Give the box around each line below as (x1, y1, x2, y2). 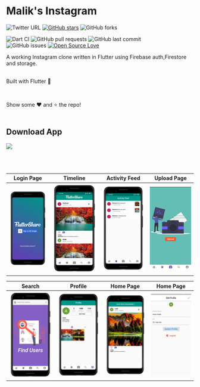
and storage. (6, 60, 37, 67)
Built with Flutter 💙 (6, 78, 52, 85)
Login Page (14, 175, 42, 182)
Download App (6, 127, 62, 137)
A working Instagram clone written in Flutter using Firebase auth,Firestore (6, 53, 187, 60)
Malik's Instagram (6, 4, 97, 18)
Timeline (63, 175, 86, 182)
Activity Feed (106, 175, 140, 182)
